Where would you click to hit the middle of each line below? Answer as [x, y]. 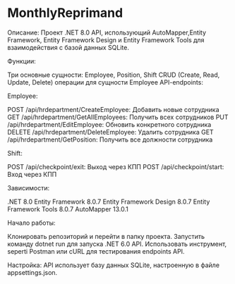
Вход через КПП [32, 174]
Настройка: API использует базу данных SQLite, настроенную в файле [114, 265]
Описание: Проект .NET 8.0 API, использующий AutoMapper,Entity [107, 32]
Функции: [22, 61]
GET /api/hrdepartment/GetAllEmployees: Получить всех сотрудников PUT [118, 117]
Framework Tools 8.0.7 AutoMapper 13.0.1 [68, 209]
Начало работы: [31, 223]
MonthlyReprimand [65, 13]
